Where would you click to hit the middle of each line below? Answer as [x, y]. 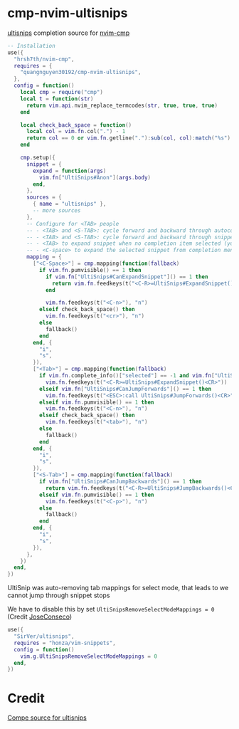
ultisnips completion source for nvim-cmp [69, 33]
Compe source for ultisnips [47, 718]
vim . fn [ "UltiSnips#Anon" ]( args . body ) [95, 177]
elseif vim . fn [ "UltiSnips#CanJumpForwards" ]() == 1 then [125, 389]
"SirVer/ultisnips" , [44, 636]
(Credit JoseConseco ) [40, 617]
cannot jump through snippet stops [59, 595]
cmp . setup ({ [38, 158]
